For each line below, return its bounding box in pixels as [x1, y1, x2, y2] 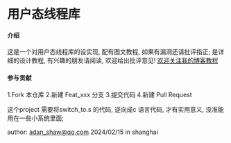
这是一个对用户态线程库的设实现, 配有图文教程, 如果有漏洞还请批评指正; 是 [7, 48, 219, 56]
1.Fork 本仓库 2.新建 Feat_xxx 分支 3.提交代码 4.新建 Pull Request [7, 90, 192, 99]
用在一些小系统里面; [7, 114, 65, 122]
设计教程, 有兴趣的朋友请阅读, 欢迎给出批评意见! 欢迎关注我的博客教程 [19, 56, 219, 65]
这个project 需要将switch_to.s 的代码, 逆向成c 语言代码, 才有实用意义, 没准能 [7, 105, 224, 113]
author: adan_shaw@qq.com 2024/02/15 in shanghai [7, 128, 158, 136]
